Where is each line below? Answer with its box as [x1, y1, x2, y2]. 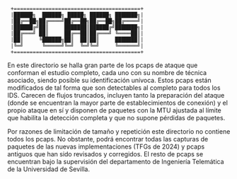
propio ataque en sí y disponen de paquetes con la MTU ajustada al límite [7, 106, 221, 115]
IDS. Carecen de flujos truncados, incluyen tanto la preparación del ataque [7, 91, 225, 99]
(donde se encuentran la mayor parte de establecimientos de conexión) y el [7, 98, 229, 107]
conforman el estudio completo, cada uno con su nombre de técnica [7, 69, 207, 76]
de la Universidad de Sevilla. [7, 165, 91, 173]
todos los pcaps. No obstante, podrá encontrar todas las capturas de [7, 135, 209, 143]
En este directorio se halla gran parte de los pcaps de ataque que [7, 61, 198, 69]
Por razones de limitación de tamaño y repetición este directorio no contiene [7, 127, 231, 136]
